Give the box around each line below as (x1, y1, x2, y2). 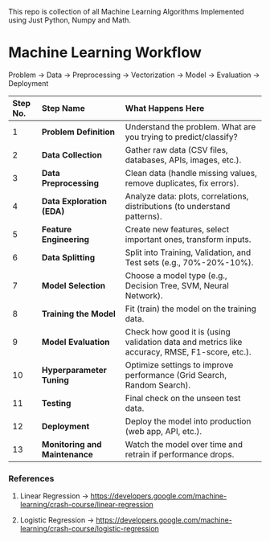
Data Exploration (41, 195, 107, 207)
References (8, 473, 55, 484)
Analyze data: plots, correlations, (125, 191, 249, 202)
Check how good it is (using (125, 326, 231, 337)
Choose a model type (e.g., (125, 269, 227, 281)
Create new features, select (125, 223, 230, 235)
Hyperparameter (41, 364, 107, 375)
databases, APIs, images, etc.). (125, 154, 242, 166)
